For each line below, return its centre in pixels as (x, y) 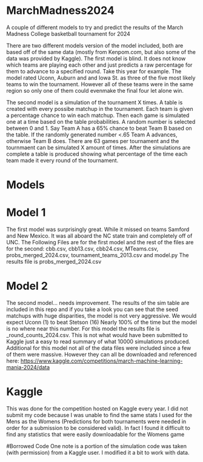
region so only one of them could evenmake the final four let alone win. (95, 90)
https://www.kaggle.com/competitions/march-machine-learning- (101, 361)
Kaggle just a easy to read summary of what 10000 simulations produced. (98, 341)
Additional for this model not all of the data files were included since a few (99, 348)
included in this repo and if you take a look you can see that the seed (92, 309)
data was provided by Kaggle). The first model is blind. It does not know (96, 58)
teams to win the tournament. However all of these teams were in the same (100, 84)
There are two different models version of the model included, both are (95, 45)
